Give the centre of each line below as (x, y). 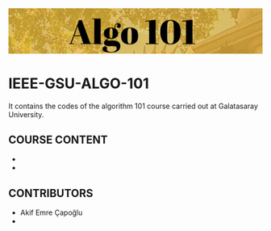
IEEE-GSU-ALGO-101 (79, 83)
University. (26, 114)
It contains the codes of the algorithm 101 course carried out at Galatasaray (133, 106)
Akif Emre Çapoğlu (51, 212)
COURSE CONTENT (58, 140)
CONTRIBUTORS (51, 193)
